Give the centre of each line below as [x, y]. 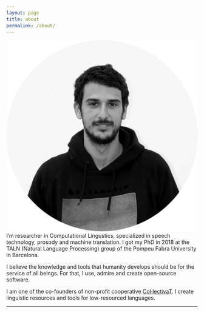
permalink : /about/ [31, 25]
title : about [23, 19]
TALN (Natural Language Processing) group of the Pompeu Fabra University [101, 249]
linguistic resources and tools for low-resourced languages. [81, 298]
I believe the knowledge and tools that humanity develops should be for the [100, 267]
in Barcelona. [23, 255]
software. [18, 280]
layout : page [23, 13]
